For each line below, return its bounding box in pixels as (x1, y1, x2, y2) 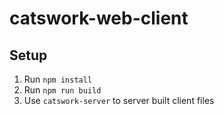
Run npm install (23, 73, 93, 85)
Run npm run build (23, 84, 102, 96)
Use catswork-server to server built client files (23, 95, 215, 106)
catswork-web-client (9, 7, 189, 30)
